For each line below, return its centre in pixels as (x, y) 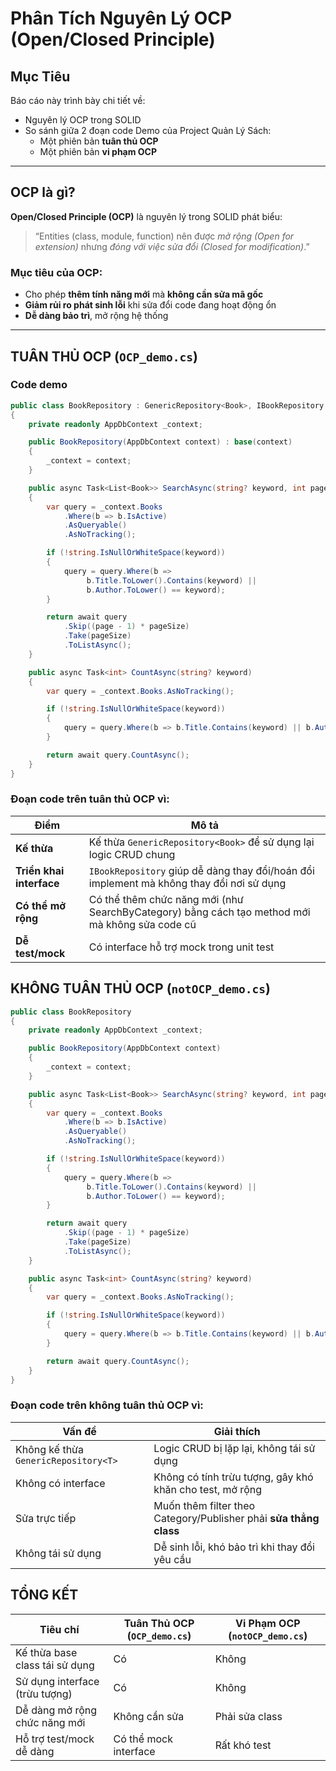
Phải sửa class (248, 1716)
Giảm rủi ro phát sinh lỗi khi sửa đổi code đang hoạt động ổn (150, 305)
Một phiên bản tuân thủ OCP (99, 141)
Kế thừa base (46, 1652)
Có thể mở (41, 905)
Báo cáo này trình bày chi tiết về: (78, 100)
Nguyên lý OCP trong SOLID (83, 120)
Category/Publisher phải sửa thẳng (236, 1518)
